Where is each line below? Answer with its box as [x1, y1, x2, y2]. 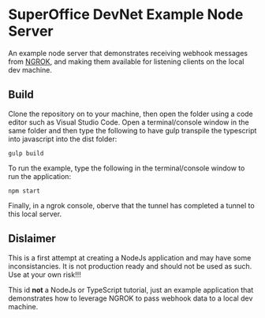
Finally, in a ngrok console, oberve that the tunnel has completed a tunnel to [8, 200, 255, 210]
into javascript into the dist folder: [8, 134, 118, 144]
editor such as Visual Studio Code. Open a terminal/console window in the [8, 117, 250, 127]
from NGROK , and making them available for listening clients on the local [8, 57, 244, 66]
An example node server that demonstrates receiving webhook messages [8, 48, 248, 58]
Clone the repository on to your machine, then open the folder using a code [8, 109, 254, 118]
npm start [8, 187, 41, 195]
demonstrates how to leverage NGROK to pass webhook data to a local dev [8, 294, 253, 303]
